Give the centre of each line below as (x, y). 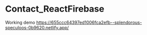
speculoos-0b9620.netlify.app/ (37, 27)
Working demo (20, 22)
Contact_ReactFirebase (55, 9)
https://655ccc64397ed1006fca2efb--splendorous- (89, 22)
